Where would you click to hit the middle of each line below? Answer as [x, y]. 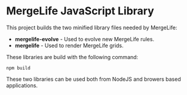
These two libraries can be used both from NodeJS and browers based [93, 79]
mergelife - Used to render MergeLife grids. [69, 45]
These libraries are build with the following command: [72, 57]
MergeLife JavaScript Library [80, 11]
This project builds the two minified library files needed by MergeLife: [92, 27]
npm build [19, 68]
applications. [22, 85]
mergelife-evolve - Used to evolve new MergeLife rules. [84, 39]
